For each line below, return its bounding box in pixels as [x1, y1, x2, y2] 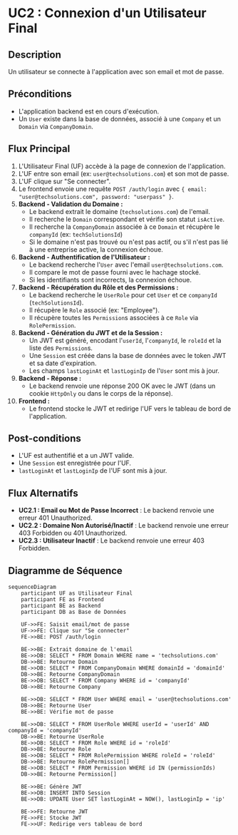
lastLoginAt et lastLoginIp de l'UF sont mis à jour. [18, 466, 167, 475]
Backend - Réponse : [18, 374, 81, 382]
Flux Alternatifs [8, 487, 79, 499]
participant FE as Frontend [21, 596, 104, 603]
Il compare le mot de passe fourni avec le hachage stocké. [29, 267, 201, 276]
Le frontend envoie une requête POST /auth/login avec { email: [18, 184, 207, 193]
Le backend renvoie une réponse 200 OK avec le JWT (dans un [29, 381, 216, 390]
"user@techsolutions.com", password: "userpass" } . [18, 192, 174, 200]
